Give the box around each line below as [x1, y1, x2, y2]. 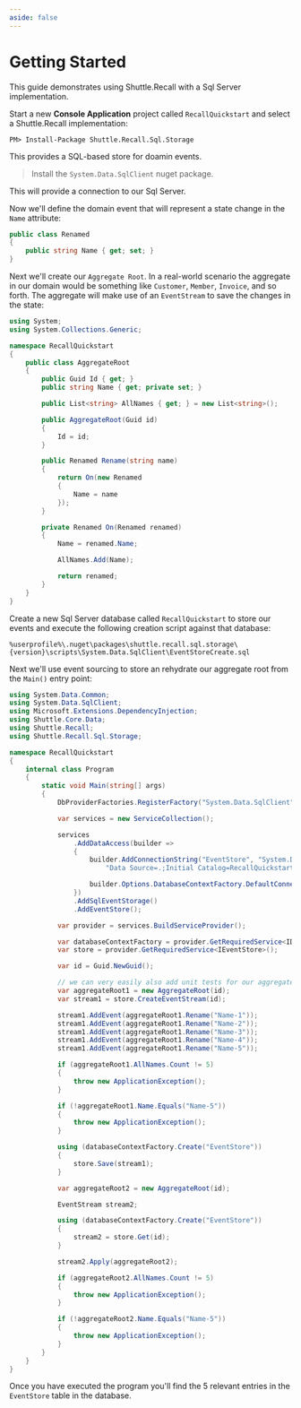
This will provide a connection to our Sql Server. [9, 186, 186, 196]
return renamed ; [56, 572, 118, 581]
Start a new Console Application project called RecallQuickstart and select [9, 108, 291, 119]
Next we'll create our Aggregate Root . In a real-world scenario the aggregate [9, 271, 291, 282]
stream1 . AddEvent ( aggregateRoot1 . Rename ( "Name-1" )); [56, 1010, 258, 1020]
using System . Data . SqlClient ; [9, 698, 123, 708]
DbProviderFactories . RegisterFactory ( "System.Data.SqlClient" [56, 799, 295, 808]
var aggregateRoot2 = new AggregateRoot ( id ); [56, 1184, 230, 1193]
